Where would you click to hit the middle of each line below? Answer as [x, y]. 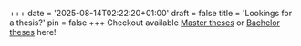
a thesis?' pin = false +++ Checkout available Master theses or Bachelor [145, 23]
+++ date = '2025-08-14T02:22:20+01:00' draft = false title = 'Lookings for [151, 13]
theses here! [33, 32]
